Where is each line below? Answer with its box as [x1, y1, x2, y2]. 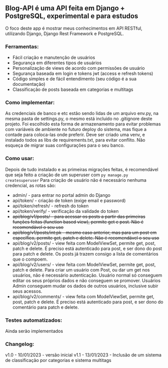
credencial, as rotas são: [5, 182, 56, 188]
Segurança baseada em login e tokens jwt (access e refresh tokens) [12, 70, 153, 77]
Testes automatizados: [5, 316, 63, 323]
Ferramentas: [5, 43, 39, 50]
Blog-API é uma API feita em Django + [5, 4, 125, 13]
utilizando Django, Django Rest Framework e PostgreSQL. [5, 30, 124, 37]
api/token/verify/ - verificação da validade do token [12, 208, 119, 214]
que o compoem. [12, 256, 48, 262]
